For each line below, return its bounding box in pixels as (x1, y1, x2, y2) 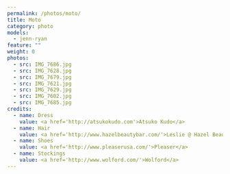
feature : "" (7, 42, 41, 49)
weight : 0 (7, 49, 36, 55)
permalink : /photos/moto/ (7, 10, 81, 17)
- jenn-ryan (13, 36, 48, 42)
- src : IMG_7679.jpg (13, 73, 72, 81)
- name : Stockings (13, 150, 66, 158)
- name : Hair (13, 125, 51, 132)
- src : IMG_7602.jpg (13, 93, 72, 100)
